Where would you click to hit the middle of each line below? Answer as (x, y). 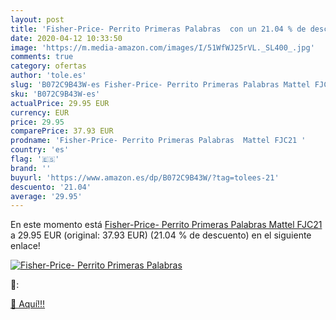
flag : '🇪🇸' (35, 159)
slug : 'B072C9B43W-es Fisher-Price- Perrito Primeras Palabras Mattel (160, 85)
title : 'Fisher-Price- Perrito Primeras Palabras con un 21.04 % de (158, 29)
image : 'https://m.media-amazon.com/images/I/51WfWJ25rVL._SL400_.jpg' (162, 47)
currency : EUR (40, 112)
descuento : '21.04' (51, 187)
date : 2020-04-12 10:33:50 (66, 38)
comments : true (42, 57)
